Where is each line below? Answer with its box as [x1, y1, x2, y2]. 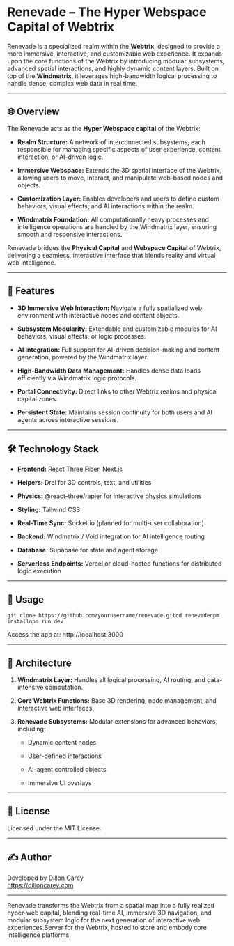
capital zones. [17, 394, 58, 403]
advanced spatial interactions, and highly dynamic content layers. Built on [7, 64, 219, 72]
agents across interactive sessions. [17, 415, 119, 424]
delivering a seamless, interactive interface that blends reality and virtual [7, 251, 216, 259]
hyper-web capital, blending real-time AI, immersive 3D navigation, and [7, 908, 212, 917]
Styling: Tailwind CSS [17, 506, 81, 514]
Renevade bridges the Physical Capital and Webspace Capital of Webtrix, [7, 243, 221, 251]
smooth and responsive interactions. [17, 230, 123, 238]
